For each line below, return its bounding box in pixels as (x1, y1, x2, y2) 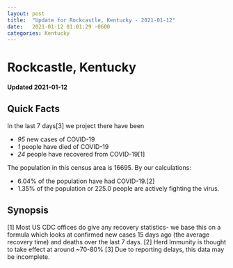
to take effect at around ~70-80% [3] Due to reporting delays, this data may (7, 245, 225, 253)
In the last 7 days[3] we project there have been (7, 121, 145, 129)
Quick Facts (7, 103, 61, 115)
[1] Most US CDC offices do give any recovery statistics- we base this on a (7, 223, 221, 231)
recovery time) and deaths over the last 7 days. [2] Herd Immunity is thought (7, 237, 227, 246)
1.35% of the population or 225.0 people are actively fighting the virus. (17, 184, 220, 192)
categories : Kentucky (7, 29, 70, 37)
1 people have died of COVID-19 (17, 142, 109, 150)
